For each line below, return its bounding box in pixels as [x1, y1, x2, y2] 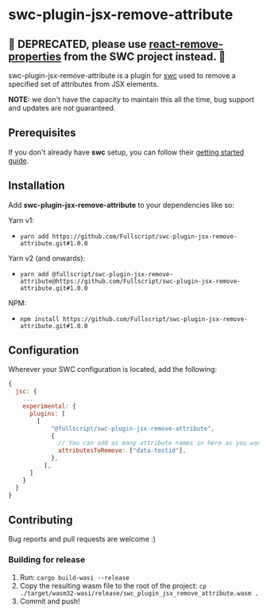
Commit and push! [19, 596, 81, 606]
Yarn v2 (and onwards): [8, 253, 86, 263]
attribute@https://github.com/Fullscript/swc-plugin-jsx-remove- [19, 277, 241, 285]
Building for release [8, 554, 86, 565]
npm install [19, 315, 60, 323]
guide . [8, 155, 29, 165]
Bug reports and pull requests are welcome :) [8, 534, 157, 544]
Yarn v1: [8, 215, 34, 225]
